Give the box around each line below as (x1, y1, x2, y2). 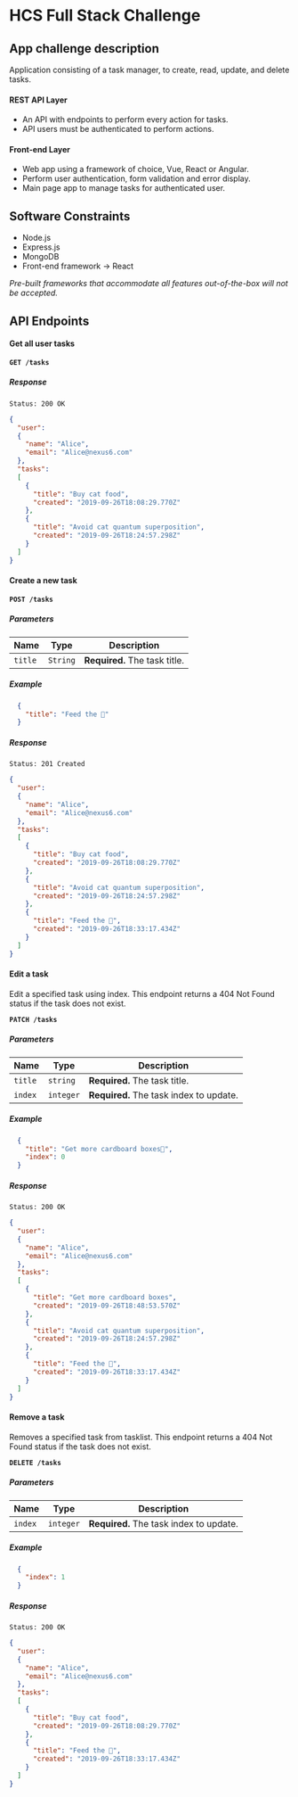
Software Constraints (9, 209, 131, 224)
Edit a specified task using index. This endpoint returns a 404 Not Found (9, 988, 276, 999)
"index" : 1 (25, 1573, 66, 1582)
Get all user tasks (9, 338, 76, 349)
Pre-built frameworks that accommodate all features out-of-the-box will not (9, 278, 289, 289)
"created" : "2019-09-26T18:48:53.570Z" (32, 1301, 181, 1310)
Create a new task (9, 575, 77, 586)
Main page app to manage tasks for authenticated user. (21, 183, 225, 194)
